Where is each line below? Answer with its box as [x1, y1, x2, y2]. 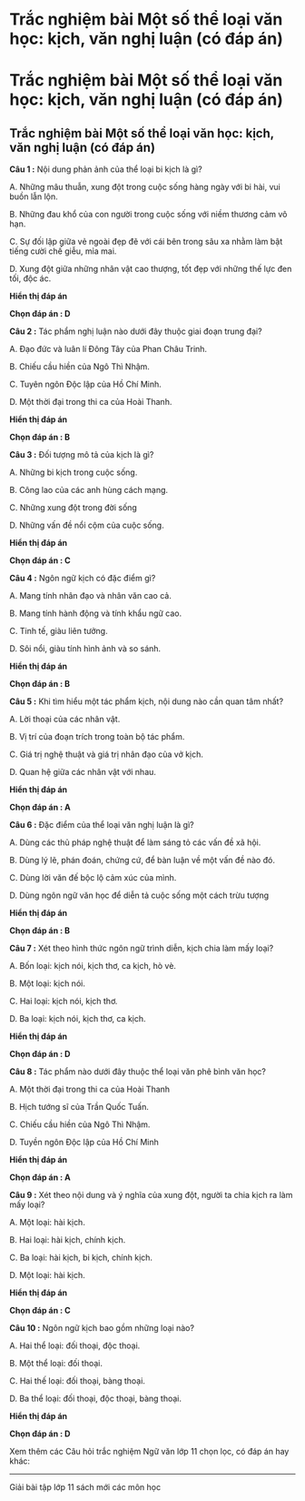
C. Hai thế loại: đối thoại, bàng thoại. [9, 1375, 145, 1386]
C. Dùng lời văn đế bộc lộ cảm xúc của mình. [9, 872, 177, 883]
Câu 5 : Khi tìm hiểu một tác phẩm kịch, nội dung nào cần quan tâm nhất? [9, 696, 284, 707]
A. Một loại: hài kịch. [9, 1217, 86, 1228]
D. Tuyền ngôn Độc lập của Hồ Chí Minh [9, 1137, 159, 1148]
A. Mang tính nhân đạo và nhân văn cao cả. [9, 590, 172, 601]
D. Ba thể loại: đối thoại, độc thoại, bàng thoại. [9, 1393, 182, 1405]
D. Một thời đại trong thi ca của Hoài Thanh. [9, 397, 172, 408]
